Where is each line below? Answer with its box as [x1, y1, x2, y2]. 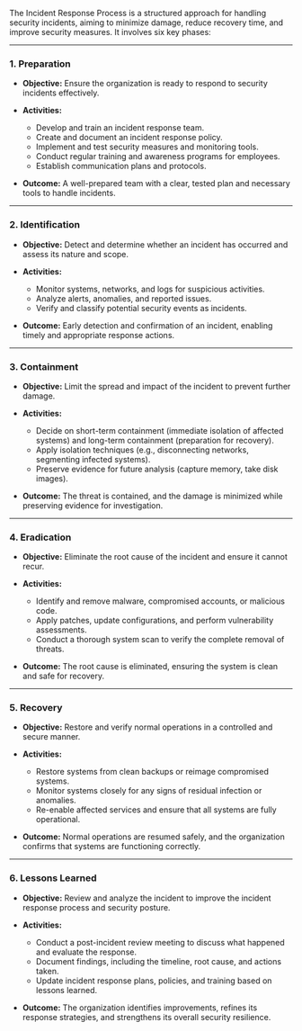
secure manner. [22, 731, 81, 742]
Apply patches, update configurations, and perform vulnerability [35, 615, 274, 626]
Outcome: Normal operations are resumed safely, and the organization [22, 831, 285, 842]
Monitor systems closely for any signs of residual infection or [35, 785, 262, 796]
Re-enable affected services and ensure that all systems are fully [35, 804, 277, 815]
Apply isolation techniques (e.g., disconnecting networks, [35, 444, 249, 455]
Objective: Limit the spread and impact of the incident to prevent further [22, 381, 291, 391]
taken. [35, 965, 59, 976]
